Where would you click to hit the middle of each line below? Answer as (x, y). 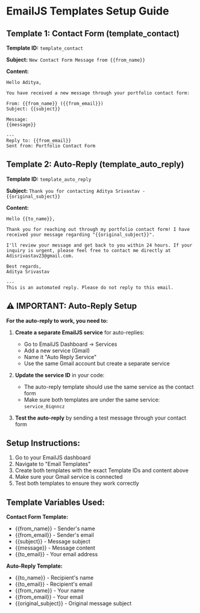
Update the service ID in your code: (60, 375)
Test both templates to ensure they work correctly (77, 483)
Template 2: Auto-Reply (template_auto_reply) (95, 164)
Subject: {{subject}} (33, 109)
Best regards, (24, 266)
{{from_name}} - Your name (49, 591)
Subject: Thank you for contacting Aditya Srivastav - (76, 190)
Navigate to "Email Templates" (53, 464)
